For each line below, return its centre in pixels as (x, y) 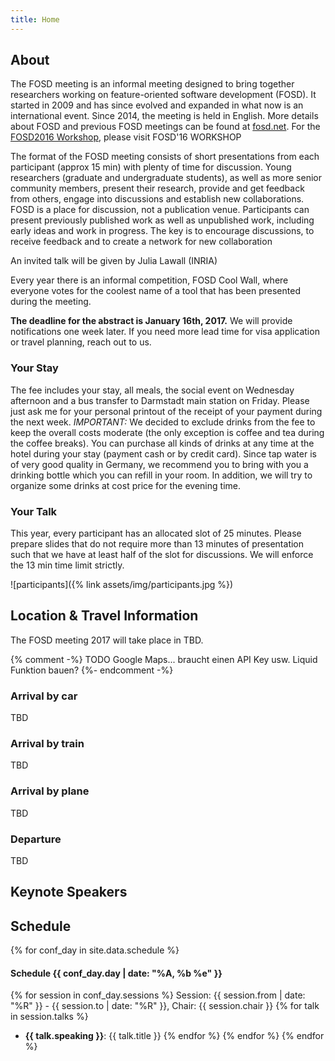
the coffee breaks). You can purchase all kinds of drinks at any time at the (162, 443)
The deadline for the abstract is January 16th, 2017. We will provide (151, 321)
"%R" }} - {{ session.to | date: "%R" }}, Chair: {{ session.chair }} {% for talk (165, 1006)
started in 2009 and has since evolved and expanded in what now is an (157, 105)
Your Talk (34, 511)
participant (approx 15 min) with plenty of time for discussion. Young (151, 167)
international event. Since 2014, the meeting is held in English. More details (164, 116)
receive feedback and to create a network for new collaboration (141, 242)
